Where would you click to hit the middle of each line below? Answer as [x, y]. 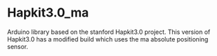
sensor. [18, 46]
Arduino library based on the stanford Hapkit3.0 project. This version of [109, 32]
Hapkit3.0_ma [48, 13]
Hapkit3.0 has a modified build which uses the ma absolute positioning [108, 39]
